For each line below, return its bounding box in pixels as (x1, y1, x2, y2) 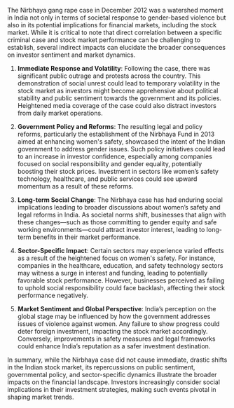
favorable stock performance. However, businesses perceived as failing (17, 276, 225, 285)
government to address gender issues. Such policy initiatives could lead (17, 145, 226, 153)
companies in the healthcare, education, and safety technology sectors (17, 261, 223, 269)
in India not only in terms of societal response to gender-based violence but (7, 13, 226, 22)
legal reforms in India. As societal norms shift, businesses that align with (17, 210, 226, 219)
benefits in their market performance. (32, 233, 141, 241)
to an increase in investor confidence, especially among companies (17, 152, 212, 161)
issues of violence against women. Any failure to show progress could (17, 320, 220, 328)
